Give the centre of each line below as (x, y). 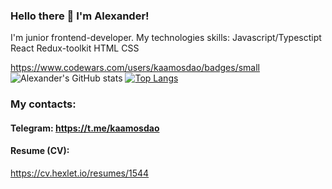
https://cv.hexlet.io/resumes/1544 (80, 173)
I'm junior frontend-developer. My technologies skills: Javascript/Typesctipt (166, 38)
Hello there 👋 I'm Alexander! (80, 16)
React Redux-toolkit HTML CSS (75, 48)
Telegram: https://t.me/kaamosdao (85, 128)
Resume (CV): (40, 151)
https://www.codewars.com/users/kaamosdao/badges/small (135, 68)
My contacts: (43, 104)
